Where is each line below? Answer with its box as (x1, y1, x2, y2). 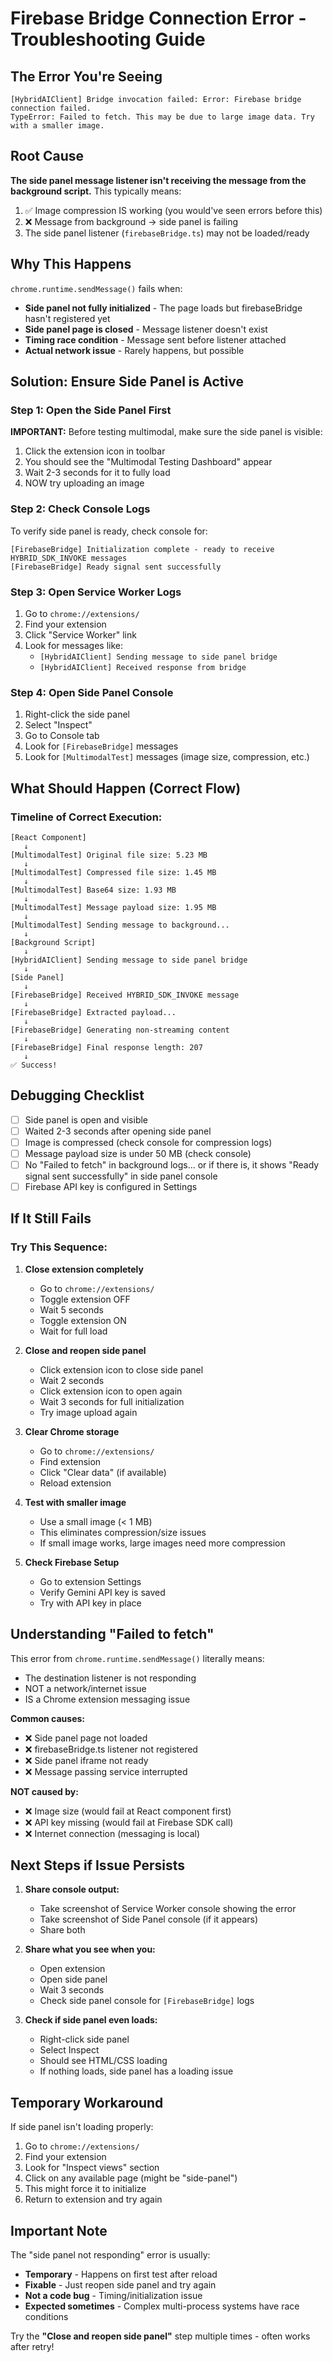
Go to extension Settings (39, 1575, 142, 1587)
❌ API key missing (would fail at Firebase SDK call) (24, 1816, 234, 1828)
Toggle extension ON (39, 1314, 127, 1326)
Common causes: (10, 1712, 86, 1724)
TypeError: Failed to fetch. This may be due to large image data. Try (10, 112, 315, 122)
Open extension (39, 1963, 106, 1975)
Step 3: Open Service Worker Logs (10, 585, 182, 599)
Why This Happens (10, 256, 132, 273)
